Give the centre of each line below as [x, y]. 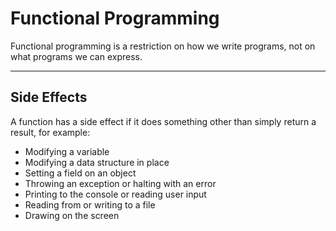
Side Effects [49, 97]
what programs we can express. [76, 56]
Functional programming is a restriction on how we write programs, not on [163, 46]
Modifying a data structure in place [97, 162]
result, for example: [50, 132]
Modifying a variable [67, 151]
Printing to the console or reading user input [115, 194]
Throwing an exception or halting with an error [120, 183]
